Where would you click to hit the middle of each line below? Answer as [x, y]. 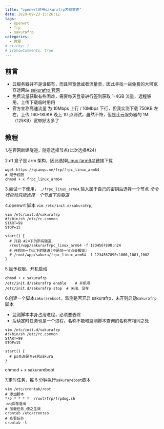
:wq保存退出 [16, 404]
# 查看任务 [15, 419]
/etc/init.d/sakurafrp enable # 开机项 [48, 284]
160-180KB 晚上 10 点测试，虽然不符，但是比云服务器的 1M [90, 115]
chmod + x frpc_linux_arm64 [34, 179]
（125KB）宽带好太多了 [36, 121]
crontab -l [16, 423]
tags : [10, 19]
